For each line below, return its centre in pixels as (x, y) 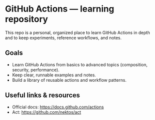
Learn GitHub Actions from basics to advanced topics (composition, (80, 64)
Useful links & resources (43, 95)
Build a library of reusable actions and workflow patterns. (69, 80)
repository (27, 19)
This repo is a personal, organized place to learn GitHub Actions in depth (77, 32)
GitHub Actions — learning (60, 9)
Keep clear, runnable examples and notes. (54, 75)
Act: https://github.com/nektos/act (46, 112)
